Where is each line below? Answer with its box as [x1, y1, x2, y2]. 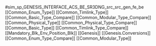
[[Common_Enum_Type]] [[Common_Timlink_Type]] [5, 9, 109, 15]
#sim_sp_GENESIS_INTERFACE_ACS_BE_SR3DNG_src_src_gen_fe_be [5, 4, 144, 10]
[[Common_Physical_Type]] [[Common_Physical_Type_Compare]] [5, 20, 137, 25]
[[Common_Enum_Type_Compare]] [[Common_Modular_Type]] [5, 35, 132, 41]
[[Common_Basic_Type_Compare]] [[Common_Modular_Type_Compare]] [5, 15, 152, 20]
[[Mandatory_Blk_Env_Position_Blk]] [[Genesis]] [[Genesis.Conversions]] [5, 30, 151, 36]
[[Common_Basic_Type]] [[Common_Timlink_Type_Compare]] [5, 25, 129, 31]
